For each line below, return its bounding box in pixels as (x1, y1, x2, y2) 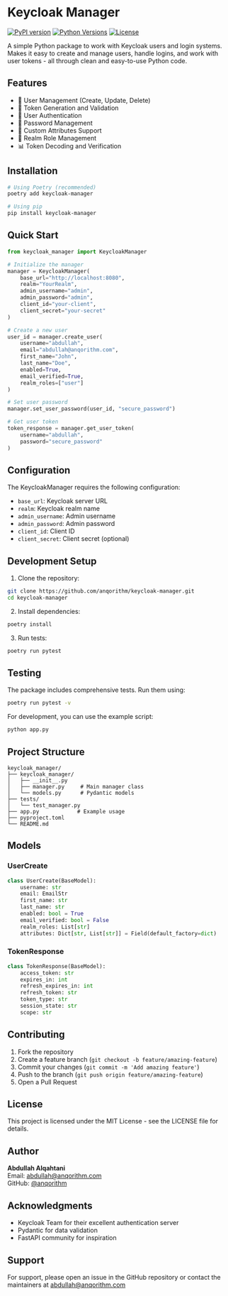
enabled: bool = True (20, 910, 84, 918)
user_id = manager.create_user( (7, 333, 103, 341)
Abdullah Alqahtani (7, 1164, 66, 1173)
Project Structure (7, 746, 85, 758)
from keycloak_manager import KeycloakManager (7, 248, 147, 256)
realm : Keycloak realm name (17, 505, 101, 513)
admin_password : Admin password (17, 520, 115, 528)
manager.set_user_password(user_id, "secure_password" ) (7, 405, 176, 412)
